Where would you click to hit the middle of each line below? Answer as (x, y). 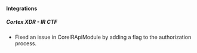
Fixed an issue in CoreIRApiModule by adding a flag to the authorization (103, 37)
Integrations (22, 8)
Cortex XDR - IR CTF (32, 22)
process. (26, 43)
